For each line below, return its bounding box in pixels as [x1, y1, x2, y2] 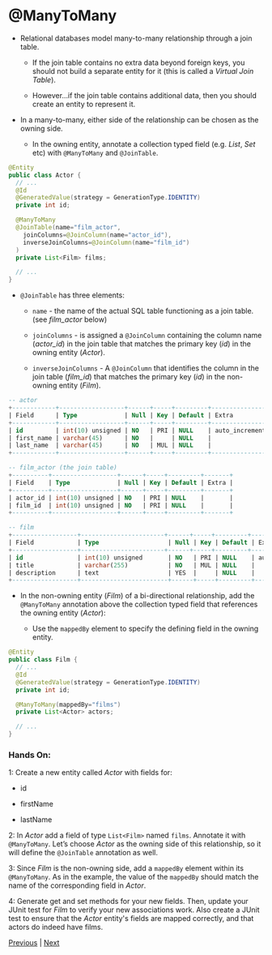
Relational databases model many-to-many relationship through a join [19, 33, 253, 43]
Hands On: [8, 749, 51, 760]
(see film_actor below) [32, 315, 108, 324]
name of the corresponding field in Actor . [8, 880, 147, 890]
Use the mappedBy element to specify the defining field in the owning [32, 623, 259, 634]
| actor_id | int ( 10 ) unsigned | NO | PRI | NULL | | [8, 494, 233, 502]
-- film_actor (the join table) [8, 464, 117, 472]
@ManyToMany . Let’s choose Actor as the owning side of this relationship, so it [8, 839, 261, 849]
